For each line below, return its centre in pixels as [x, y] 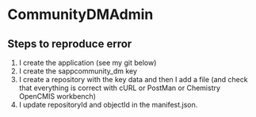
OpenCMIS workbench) [57, 96]
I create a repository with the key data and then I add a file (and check [133, 79]
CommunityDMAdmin [80, 15]
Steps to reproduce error [70, 44]
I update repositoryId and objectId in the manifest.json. [108, 105]
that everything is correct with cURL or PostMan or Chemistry [120, 88]
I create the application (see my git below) [88, 62]
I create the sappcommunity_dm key [78, 71]
